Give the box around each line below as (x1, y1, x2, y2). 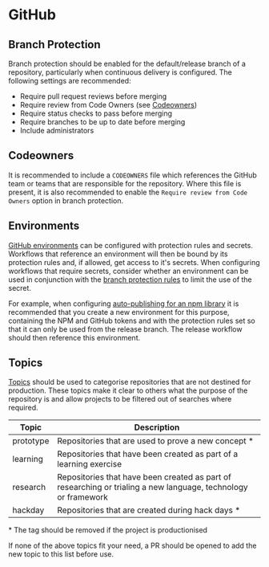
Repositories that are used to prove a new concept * (57, 435, 254, 447)
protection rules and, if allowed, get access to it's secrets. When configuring (8, 257, 260, 267)
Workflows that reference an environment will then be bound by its (8, 249, 228, 259)
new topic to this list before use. (8, 549, 114, 559)
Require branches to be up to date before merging (19, 117, 186, 126)
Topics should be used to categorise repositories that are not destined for (8, 377, 251, 387)
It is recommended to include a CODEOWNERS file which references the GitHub (8, 170, 258, 180)
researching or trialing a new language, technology (57, 482, 248, 493)
